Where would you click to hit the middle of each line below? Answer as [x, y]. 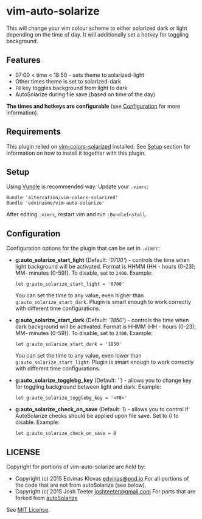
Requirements [33, 132]
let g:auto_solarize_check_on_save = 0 [66, 434]
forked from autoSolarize [46, 498]
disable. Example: [37, 422]
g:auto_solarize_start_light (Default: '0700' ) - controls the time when [102, 260]
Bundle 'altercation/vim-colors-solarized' [62, 198]
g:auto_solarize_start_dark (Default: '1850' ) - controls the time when [102, 320]
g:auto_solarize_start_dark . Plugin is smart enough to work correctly [103, 302]
